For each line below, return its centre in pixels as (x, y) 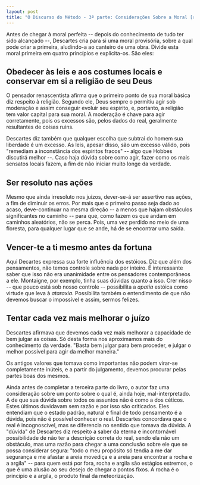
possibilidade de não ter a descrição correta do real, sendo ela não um (93, 437)
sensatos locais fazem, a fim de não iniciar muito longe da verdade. (89, 164)
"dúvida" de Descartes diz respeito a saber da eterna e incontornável (91, 431)
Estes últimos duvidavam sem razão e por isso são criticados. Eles (88, 406)
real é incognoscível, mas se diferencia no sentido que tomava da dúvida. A (99, 425)
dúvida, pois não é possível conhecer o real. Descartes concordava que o (96, 419)
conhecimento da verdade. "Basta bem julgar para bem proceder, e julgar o (99, 345)
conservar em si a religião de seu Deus (79, 81)
